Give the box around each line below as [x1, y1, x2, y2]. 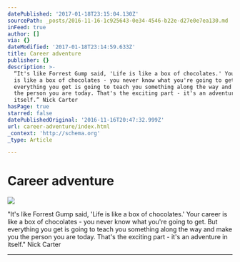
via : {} [7, 37, 31, 44]
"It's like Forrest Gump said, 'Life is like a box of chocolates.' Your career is [7, 210, 228, 219]
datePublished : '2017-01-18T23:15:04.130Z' [7, 10, 139, 18]
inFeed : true [7, 23, 46, 31]
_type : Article [7, 136, 53, 143]
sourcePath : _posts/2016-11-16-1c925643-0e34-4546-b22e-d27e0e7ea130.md [7, 17, 229, 24]
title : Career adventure [7, 51, 81, 58]
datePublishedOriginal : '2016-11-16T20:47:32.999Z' [7, 116, 164, 123]
